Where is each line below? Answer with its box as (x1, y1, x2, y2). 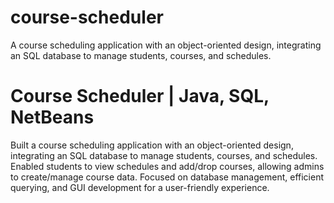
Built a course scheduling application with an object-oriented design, (10, 139, 294, 151)
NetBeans (10, 106, 95, 129)
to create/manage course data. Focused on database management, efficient (10, 171, 324, 183)
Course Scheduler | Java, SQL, (10, 85, 270, 108)
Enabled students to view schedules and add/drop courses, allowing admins (10, 160, 325, 172)
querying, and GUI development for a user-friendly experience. (10, 181, 270, 193)
